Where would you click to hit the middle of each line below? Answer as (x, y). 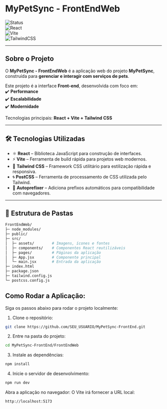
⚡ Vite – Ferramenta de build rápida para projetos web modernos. (80, 159)
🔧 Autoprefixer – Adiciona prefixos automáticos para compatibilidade (83, 188)
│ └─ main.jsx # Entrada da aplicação (53, 262)
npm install (17, 364)
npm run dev (17, 383)
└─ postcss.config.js (28, 280)
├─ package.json (22, 271)
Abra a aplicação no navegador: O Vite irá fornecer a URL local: (70, 393)
